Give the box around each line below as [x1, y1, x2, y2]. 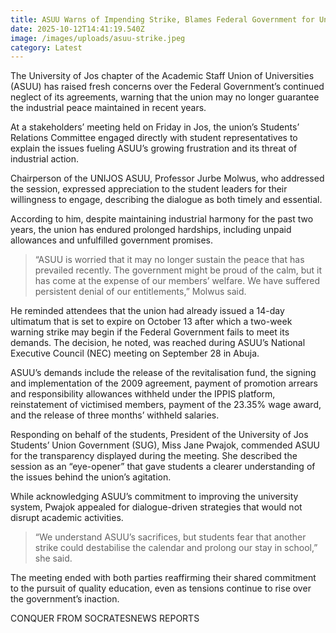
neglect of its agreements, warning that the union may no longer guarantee [10, 91, 320, 103]
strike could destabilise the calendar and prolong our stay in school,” [34, 542, 318, 554]
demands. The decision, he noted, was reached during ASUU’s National [10, 337, 306, 349]
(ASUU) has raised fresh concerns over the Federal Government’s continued [10, 81, 325, 93]
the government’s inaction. [10, 593, 120, 605]
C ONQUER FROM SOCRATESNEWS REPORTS [10, 612, 200, 625]
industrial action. [10, 153, 79, 165]
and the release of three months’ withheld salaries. [10, 409, 220, 421]
